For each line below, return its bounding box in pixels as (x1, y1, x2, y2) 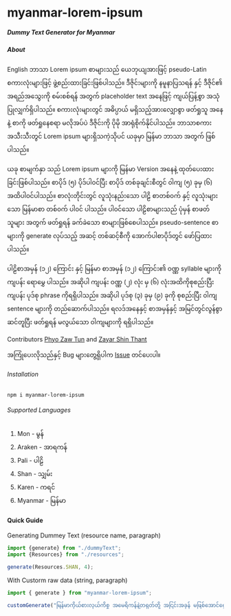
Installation (7, 370, 39, 379)
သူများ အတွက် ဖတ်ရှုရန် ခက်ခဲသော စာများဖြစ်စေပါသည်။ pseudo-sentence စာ (7, 218, 219, 226)
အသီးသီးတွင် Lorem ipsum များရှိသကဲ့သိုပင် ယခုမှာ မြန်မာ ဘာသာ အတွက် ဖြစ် (7, 132, 216, 140)
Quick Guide (7, 516, 43, 524)
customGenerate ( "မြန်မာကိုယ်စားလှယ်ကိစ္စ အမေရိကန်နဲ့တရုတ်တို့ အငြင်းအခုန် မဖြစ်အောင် (7, 602, 220, 608)
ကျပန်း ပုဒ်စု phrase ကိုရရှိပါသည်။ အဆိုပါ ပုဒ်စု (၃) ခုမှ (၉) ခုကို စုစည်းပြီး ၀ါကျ (7, 291, 218, 299)
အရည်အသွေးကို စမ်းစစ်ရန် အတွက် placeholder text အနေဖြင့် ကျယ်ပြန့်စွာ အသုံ (7, 92, 220, 100)
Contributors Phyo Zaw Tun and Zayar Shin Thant (7, 335, 147, 343)
